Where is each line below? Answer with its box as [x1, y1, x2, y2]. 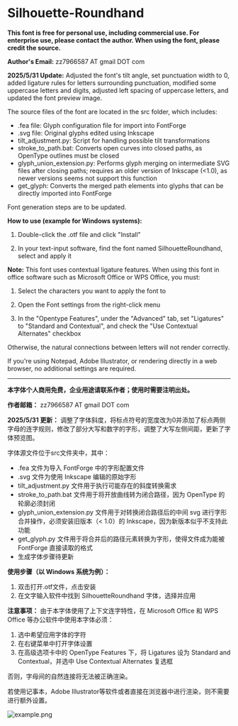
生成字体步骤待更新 [17, 552, 74, 561]
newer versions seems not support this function [17, 174, 157, 182]
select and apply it [17, 251, 72, 260]
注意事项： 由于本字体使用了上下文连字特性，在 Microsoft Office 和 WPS [7, 606, 219, 615]
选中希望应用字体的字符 [17, 630, 86, 639]
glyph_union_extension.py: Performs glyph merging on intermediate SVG [17, 158, 230, 167]
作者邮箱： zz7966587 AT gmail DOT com [7, 400, 130, 409]
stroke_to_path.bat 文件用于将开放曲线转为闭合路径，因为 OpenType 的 [17, 490, 225, 498]
